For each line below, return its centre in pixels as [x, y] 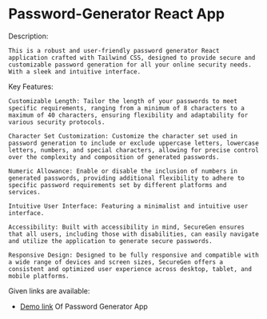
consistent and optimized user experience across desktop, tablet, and [130, 269]
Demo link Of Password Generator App [84, 306]
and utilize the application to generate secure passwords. [111, 241]
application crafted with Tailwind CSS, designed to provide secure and [132, 58]
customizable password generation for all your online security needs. [130, 65]
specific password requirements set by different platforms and [118, 185]
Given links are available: [49, 291]
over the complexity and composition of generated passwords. [114, 157]
